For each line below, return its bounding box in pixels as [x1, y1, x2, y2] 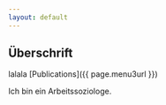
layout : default [8, 12, 68, 22]
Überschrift [8, 46, 73, 61]
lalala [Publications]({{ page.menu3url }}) [8, 69, 158, 79]
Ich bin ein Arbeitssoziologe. [8, 86, 112, 97]
